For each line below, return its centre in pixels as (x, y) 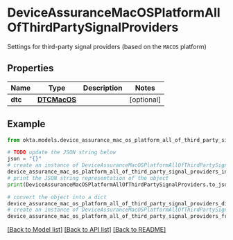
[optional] (145, 100)
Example (26, 124)
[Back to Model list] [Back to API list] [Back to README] (87, 230)
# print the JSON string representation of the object (88, 178)
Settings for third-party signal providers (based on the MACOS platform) (107, 46)
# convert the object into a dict (57, 197)
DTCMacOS (57, 100)
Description (103, 88)
